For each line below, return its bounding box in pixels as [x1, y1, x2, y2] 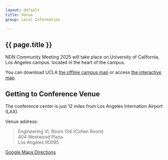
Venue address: [5, 119, 38, 124]
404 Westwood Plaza [17, 134, 63, 140]
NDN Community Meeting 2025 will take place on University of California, [5, 54, 159, 60]
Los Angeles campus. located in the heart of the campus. [5, 59, 126, 65]
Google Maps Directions [5, 149, 56, 155]
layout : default [5, 7, 40, 13]
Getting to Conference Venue [5, 89, 100, 98]
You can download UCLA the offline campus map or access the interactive [5, 70, 161, 76]
